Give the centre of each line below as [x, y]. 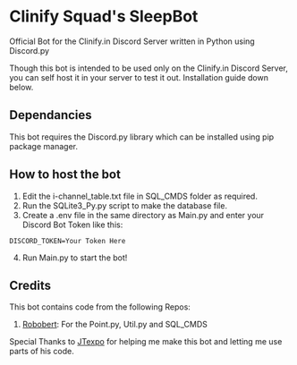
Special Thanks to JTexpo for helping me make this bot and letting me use [146, 342]
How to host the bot [65, 175]
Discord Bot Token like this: [72, 225]
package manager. [44, 146]
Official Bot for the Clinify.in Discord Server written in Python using [132, 41]
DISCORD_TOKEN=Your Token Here [68, 241]
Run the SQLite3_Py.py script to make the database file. [125, 205]
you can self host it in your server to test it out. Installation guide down [139, 77]
